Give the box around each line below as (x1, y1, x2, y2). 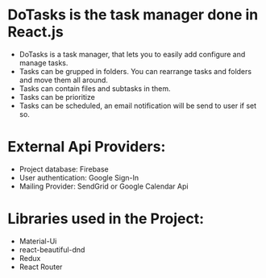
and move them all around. (19, 75, 108, 85)
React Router (19, 262, 63, 272)
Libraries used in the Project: (7, 210, 205, 228)
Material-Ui (19, 236, 57, 246)
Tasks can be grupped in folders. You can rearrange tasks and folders (19, 66, 251, 76)
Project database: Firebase (19, 164, 110, 174)
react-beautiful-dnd (19, 244, 85, 255)
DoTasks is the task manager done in (7, 6, 259, 24)
